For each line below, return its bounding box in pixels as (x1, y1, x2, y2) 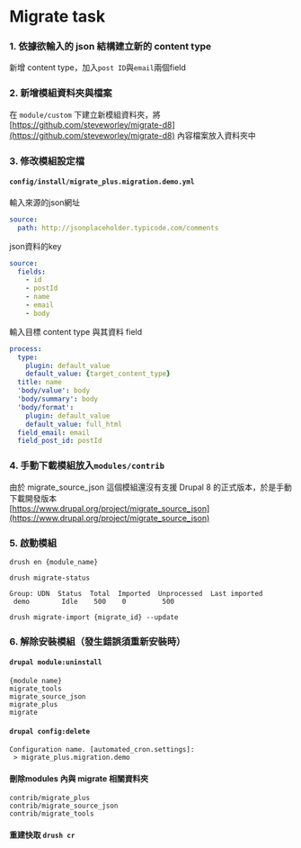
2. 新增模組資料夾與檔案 (9, 87, 112, 100)
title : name (17, 378, 63, 387)
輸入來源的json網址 (9, 196, 81, 208)
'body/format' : (17, 402, 75, 411)
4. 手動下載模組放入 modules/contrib (9, 459, 164, 472)
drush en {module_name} (9, 557, 99, 566)
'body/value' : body (17, 386, 91, 395)
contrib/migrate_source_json (9, 801, 119, 811)
